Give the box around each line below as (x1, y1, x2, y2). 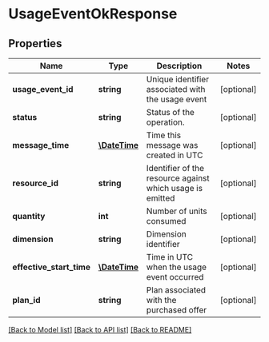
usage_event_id (12, 84, 74, 94)
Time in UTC (146, 252, 194, 262)
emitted (146, 193, 175, 204)
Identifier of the (146, 163, 205, 173)
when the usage (146, 261, 207, 272)
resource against (146, 173, 210, 184)
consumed (146, 216, 187, 226)
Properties (8, 37, 62, 50)
